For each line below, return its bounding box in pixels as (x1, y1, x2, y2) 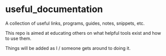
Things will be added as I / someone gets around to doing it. (5, 45, 131, 51)
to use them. (5, 35, 31, 41)
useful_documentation (5, 4, 103, 15)
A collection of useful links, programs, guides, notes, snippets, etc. (5, 20, 145, 26)
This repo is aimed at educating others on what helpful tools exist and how (5, 30, 161, 36)
